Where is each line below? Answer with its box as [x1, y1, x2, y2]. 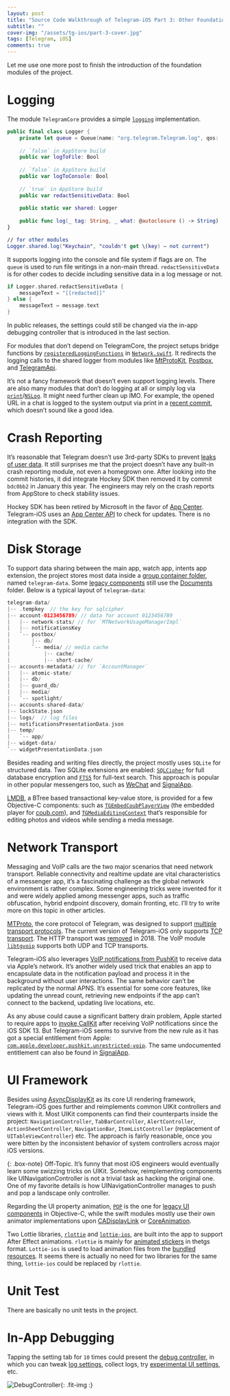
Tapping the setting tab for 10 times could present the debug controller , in [7, 1353, 214, 1361]
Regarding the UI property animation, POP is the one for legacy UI [7, 1202, 190, 1210]
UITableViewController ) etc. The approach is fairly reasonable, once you [7, 1132, 212, 1140]
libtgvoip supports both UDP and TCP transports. [7, 941, 149, 949]
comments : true [7, 42, 51, 49]
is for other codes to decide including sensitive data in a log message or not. [7, 269, 223, 278]
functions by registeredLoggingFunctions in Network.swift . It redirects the [7, 349, 217, 357]
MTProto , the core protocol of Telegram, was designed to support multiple [7, 919, 217, 927]
